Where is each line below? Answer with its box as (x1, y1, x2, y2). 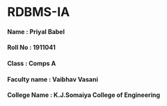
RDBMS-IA (7, 4, 70, 20)
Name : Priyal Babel (7, 27, 65, 35)
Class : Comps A (7, 59, 56, 67)
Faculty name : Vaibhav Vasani (7, 75, 99, 83)
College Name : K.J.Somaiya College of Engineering (7, 91, 161, 99)
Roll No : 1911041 (7, 43, 56, 52)
